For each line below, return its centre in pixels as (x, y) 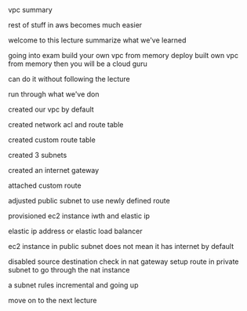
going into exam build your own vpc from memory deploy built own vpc (123, 55)
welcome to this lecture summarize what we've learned (97, 40)
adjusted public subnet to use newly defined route (89, 201)
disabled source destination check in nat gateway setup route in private (123, 262)
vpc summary (30, 10)
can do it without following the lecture (69, 79)
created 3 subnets (38, 155)
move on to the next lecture (53, 300)
